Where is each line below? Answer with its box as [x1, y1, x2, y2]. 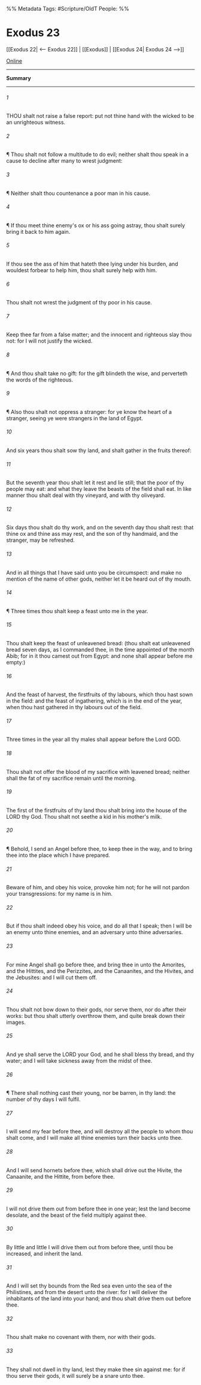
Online [6, 57, 23, 65]
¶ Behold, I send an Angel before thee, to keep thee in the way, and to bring [6, 846, 193, 852]
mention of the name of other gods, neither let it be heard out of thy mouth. [6, 575, 191, 582]
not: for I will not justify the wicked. [6, 337, 93, 344]
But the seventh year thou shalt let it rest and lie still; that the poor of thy [6, 479, 184, 486]
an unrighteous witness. [6, 119, 66, 126]
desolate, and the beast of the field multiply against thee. [6, 1211, 147, 1219]
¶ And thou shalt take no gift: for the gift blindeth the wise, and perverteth [6, 370, 188, 377]
